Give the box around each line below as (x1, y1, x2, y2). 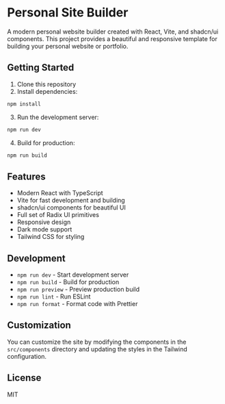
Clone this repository (16, 80, 77, 88)
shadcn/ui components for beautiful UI (16, 203, 127, 212)
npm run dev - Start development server (16, 270, 129, 279)
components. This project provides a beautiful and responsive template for (7, 34, 217, 42)
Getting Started (7, 62, 75, 73)
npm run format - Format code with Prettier (16, 300, 138, 307)
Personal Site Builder (7, 5, 129, 21)
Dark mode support (16, 225, 72, 233)
